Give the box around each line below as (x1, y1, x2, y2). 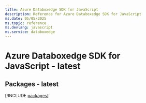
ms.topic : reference (5, 20, 47, 26)
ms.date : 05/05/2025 (5, 16, 47, 21)
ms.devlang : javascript (5, 25, 53, 30)
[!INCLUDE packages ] (5, 93, 49, 98)
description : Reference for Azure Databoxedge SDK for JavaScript (5, 12, 142, 16)
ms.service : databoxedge (5, 29, 55, 34)
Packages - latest (5, 80, 59, 88)
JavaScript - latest (5, 61, 81, 72)
